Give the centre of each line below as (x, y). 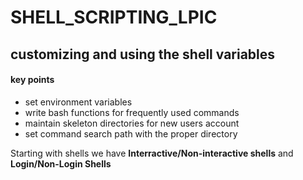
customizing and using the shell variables (143, 54)
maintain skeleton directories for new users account (132, 123)
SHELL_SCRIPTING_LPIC (114, 17)
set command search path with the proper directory (131, 133)
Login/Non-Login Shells (61, 163)
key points (32, 80)
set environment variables (78, 102)
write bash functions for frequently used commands (132, 112)
